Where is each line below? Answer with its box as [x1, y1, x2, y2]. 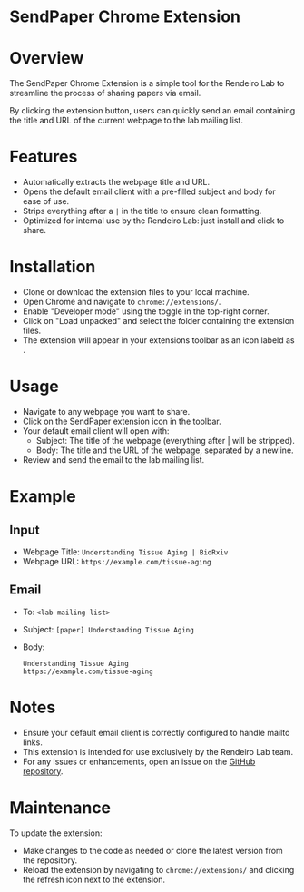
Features [9, 147, 78, 167]
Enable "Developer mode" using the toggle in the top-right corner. [22, 306, 270, 317]
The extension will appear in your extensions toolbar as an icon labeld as [22, 335, 295, 346]
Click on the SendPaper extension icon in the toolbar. [22, 416, 221, 426]
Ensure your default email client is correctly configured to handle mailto [22, 727, 290, 738]
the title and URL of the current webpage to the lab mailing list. [9, 115, 243, 126]
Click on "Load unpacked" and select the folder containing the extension [22, 316, 295, 326]
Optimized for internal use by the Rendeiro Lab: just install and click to [22, 215, 285, 226]
